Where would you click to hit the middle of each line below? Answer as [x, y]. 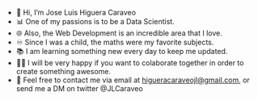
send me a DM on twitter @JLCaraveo [79, 88]
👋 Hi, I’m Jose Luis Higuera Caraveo [76, 12]
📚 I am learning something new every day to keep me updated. [122, 51]
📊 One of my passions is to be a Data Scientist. [95, 21]
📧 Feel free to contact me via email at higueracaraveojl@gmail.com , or [133, 80]
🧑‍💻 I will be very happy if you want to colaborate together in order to [130, 63]
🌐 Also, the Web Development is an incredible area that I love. [119, 33]
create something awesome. [63, 71]
